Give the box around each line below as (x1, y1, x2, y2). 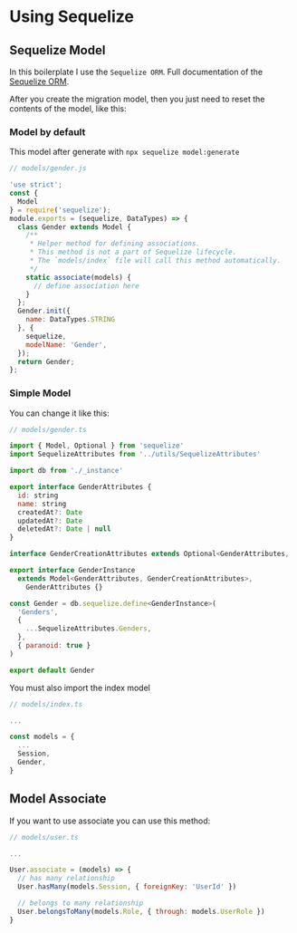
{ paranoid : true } (17, 641, 91, 650)
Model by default (9, 125, 86, 138)
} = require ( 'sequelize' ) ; (9, 206, 111, 215)
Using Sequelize (9, 6, 134, 27)
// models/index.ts (9, 699, 83, 708)
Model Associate (9, 791, 107, 807)
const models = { (9, 732, 75, 742)
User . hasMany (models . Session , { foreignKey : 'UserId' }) (17, 882, 237, 891)
